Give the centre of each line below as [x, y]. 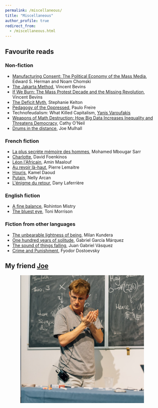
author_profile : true [27, 21]
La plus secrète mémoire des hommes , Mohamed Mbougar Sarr [77, 152]
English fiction [23, 196]
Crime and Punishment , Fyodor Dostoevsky [56, 251]
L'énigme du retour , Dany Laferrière [48, 183]
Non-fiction [19, 65]
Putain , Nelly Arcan [32, 178]
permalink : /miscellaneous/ [34, 10]
